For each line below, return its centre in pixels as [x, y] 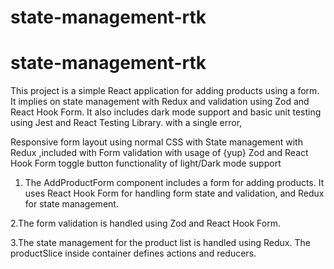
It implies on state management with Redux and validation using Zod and [160, 102]
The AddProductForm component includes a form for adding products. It [174, 183]
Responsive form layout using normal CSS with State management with [156, 142]
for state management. [71, 204]
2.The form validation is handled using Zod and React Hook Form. [145, 223]
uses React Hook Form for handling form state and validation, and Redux [174, 193]
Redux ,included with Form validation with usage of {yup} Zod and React [159, 153]
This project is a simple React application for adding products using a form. [165, 91]
